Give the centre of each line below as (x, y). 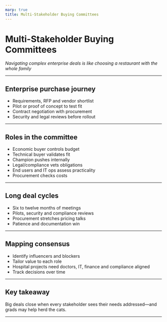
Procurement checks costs (40, 176)
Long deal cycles (32, 196)
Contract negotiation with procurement (52, 111)
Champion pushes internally (41, 160)
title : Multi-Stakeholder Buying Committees (52, 14)
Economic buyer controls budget (46, 149)
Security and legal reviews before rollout (54, 117)
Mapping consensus (38, 244)
